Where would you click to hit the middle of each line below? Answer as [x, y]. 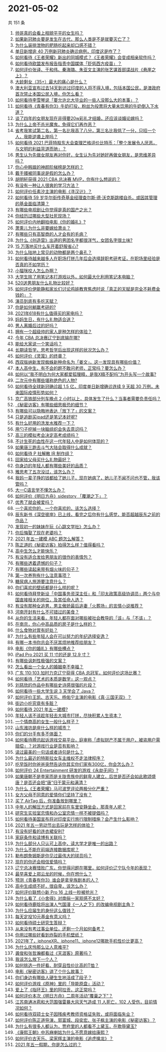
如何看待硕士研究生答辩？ [41, 922]
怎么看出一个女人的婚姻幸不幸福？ [49, 666]
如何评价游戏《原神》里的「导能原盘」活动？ [60, 983]
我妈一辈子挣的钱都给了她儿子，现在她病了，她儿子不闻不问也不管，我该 [87, 478]
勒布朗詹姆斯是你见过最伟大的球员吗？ [53, 856]
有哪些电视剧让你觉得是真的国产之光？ [53, 210]
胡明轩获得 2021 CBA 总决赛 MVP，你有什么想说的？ [68, 179]
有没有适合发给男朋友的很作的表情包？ [53, 557]
